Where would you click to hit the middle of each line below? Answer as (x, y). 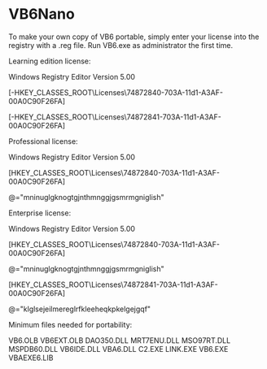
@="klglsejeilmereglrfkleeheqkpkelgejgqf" (80, 309)
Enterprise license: (40, 213)
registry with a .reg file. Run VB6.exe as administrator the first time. (121, 45)
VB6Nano (42, 14)
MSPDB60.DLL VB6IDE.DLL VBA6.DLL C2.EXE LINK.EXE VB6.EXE (118, 349)
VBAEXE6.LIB (31, 358)
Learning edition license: (50, 61)
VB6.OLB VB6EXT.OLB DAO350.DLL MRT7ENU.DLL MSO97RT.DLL (120, 340)
